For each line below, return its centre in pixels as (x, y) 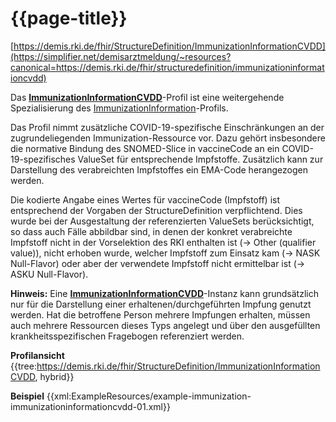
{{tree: (23, 366)
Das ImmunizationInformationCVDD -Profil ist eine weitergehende (147, 97)
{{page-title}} (69, 18)
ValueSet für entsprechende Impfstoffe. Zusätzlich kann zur (200, 159)
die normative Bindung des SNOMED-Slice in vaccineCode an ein (145, 148)
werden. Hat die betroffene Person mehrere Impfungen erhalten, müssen (160, 314)
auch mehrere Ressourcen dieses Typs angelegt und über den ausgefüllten (165, 325)
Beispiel (27, 396)
